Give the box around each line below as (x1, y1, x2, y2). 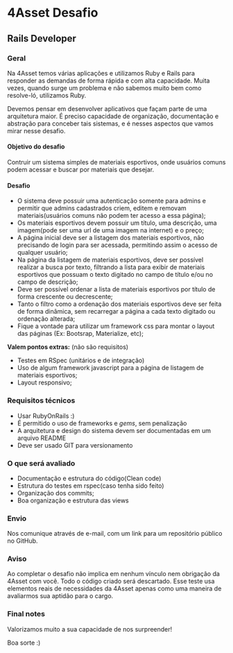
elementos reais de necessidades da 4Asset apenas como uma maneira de (7, 584, 222, 593)
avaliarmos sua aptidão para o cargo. (7, 592, 114, 600)
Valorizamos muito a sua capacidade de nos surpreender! (7, 625, 173, 633)
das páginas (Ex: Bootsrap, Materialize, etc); (17, 330, 144, 338)
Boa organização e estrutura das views (17, 496, 130, 504)
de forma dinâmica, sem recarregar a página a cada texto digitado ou (17, 307, 216, 316)
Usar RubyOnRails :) (17, 412, 75, 420)
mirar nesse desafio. (7, 126, 66, 135)
